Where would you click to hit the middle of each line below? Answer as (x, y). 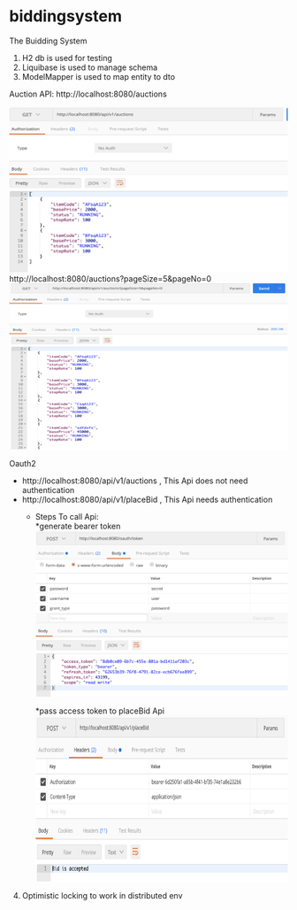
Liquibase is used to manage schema (90, 67)
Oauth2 (23, 463)
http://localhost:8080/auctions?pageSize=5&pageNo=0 (110, 278)
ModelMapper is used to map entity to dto (98, 76)
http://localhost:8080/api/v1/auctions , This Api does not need (135, 481)
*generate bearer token (78, 526)
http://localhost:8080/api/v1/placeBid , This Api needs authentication (147, 499)
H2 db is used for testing (67, 58)
